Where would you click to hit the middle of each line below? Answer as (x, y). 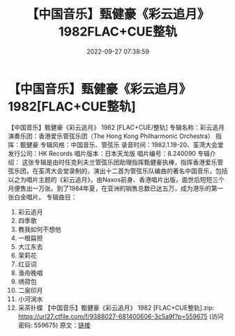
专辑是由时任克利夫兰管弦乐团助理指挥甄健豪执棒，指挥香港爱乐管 (129, 162)
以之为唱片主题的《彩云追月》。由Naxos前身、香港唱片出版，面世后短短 (110, 179)
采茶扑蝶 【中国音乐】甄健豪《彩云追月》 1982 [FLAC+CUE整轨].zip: (116, 307)
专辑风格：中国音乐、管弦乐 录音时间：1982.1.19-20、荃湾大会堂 (132, 144)
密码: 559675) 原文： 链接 (54, 325)
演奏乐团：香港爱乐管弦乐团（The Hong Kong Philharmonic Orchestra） (111, 136)
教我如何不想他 (39, 229)
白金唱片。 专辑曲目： (45, 197)
